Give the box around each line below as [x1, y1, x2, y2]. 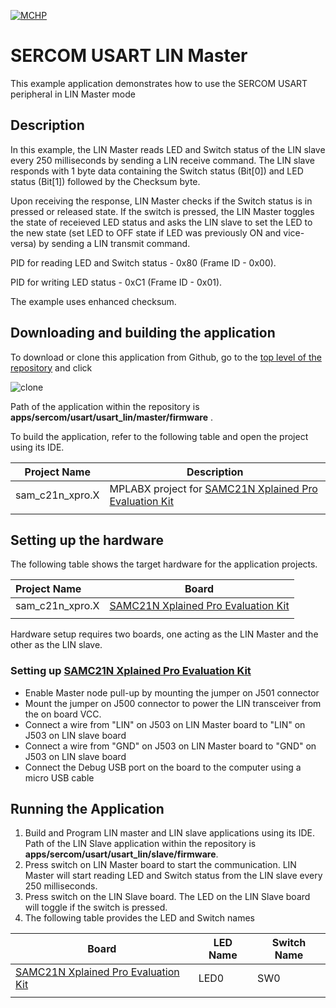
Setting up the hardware [10, 531, 165, 549]
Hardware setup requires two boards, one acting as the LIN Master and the [10, 628, 319, 640]
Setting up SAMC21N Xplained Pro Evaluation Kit [10, 664, 252, 678]
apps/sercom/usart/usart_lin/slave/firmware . [24, 848, 219, 860]
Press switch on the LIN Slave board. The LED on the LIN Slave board [24, 891, 311, 903]
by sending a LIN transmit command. [38, 237, 191, 249]
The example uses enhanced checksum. [10, 295, 177, 307]
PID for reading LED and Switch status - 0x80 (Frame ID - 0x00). [10, 256, 277, 269]
